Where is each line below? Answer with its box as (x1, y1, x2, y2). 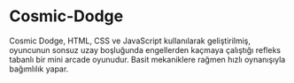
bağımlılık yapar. (9, 64, 69, 74)
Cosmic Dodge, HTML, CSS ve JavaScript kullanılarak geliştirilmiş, (9, 35, 251, 46)
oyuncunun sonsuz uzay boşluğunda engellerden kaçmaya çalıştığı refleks (9, 44, 282, 55)
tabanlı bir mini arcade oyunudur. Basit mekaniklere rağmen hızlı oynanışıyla (9, 54, 286, 64)
